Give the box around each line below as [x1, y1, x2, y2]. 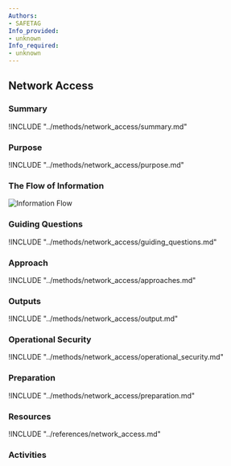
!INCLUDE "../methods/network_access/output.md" [8, 314, 179, 323]
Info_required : [8, 42, 60, 50]
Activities [8, 449, 47, 460]
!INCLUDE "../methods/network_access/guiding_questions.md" [8, 237, 217, 247]
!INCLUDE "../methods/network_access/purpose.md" [8, 160, 184, 169]
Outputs [8, 295, 42, 306]
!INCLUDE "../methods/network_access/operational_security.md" [8, 352, 224, 362]
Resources [8, 410, 52, 422]
